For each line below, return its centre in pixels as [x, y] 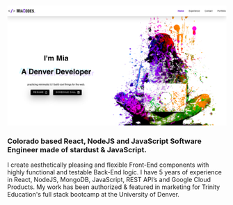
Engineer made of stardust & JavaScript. [77, 150]
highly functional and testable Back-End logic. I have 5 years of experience [115, 172]
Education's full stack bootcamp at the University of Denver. [93, 195]
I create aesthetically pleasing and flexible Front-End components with [108, 165]
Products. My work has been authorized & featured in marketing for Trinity [114, 187]
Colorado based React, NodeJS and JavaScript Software [104, 141]
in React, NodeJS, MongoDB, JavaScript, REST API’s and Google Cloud [109, 180]
